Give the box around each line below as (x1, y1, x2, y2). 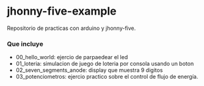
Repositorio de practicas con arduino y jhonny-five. (7, 24, 136, 32)
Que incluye (7, 40, 43, 48)
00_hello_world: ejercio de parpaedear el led (15, 54, 128, 61)
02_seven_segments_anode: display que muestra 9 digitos (15, 66, 163, 74)
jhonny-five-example (7, 4, 117, 18)
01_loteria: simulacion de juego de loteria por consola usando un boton (15, 60, 194, 68)
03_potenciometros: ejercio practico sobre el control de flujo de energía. (15, 73, 199, 81)
